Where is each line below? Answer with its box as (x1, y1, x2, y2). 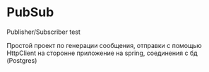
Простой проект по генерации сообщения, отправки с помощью (6, 41, 202, 49)
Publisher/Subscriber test (6, 28, 80, 36)
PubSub (6, 4, 54, 20)
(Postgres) (6, 56, 37, 64)
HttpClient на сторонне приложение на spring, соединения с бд (6, 49, 198, 57)
